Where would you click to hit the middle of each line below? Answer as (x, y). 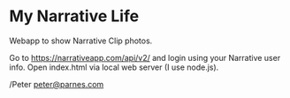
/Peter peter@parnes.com (57, 84)
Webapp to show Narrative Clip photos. (81, 41)
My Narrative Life (74, 16)
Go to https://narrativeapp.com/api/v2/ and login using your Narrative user (145, 57)
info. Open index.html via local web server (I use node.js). (114, 67)
